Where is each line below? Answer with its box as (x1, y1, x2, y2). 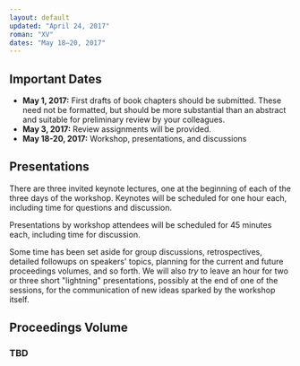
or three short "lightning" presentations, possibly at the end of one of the (9, 274, 279, 285)
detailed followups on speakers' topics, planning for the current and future (9, 256, 284, 266)
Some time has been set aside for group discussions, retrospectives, (9, 246, 262, 257)
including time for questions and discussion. (9, 202, 173, 213)
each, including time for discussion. (9, 229, 141, 240)
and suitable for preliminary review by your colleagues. (21, 114, 226, 126)
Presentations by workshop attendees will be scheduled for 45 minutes (9, 219, 272, 230)
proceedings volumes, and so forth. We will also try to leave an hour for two (9, 266, 289, 276)
